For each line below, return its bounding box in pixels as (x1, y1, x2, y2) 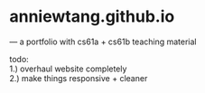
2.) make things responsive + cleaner (9, 72, 148, 83)
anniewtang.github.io (9, 6, 175, 27)
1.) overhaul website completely (9, 63, 127, 74)
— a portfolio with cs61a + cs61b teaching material (9, 36, 197, 47)
